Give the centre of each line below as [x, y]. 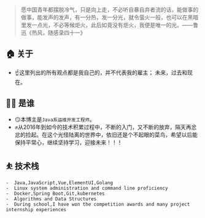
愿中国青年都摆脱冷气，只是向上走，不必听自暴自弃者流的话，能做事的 [110, 10]
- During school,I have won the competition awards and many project [98, 204]
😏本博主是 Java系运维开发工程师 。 [55, 119]
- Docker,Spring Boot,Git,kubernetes [55, 194]
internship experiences [36, 210]
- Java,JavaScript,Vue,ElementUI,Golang [60, 183]
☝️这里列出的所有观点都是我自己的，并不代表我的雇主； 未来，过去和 [101, 72]
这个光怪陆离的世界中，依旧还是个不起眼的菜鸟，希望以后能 [122, 134]
